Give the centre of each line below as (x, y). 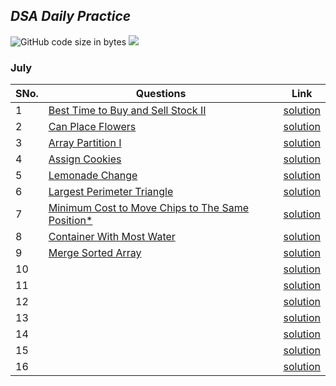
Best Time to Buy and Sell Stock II (127, 111)
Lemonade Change (93, 176)
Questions (161, 94)
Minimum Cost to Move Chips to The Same (149, 208)
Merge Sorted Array (95, 253)
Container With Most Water (112, 237)
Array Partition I (85, 143)
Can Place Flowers (92, 127)
